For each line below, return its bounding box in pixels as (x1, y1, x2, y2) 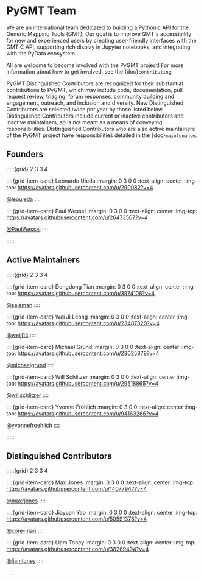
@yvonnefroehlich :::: (6, 421, 60, 429)
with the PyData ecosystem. (6, 49, 77, 57)
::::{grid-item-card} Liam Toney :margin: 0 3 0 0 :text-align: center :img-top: (6, 539, 196, 546)
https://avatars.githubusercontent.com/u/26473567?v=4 (6, 214, 148, 221)
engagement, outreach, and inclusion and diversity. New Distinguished (6, 99, 184, 107)
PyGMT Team (6, 4, 76, 18)
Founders (6, 149, 44, 160)
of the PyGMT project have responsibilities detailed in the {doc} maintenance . (6, 132, 197, 139)
